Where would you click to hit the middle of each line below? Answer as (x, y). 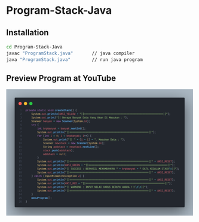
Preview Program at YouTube (61, 78)
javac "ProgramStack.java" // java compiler (71, 53)
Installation (27, 33)
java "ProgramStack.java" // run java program (75, 60)
